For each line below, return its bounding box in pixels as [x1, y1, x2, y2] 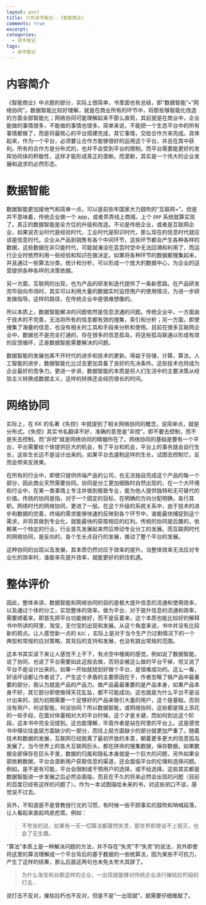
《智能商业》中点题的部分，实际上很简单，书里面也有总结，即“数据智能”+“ [6, 99, 194, 106]
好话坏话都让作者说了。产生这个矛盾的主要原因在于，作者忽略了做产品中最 [6, 673, 194, 680]
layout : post [6, 9, 40, 15]
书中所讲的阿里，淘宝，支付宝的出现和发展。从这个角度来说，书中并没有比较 [6, 622, 200, 629]
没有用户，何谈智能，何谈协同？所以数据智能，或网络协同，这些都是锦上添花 [6, 704, 200, 711]
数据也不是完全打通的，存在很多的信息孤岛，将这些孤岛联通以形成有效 [22, 331, 200, 338]
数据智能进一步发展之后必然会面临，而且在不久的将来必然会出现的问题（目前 [6, 772, 200, 780]
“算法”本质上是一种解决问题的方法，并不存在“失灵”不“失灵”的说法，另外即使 [6, 842, 198, 850]
